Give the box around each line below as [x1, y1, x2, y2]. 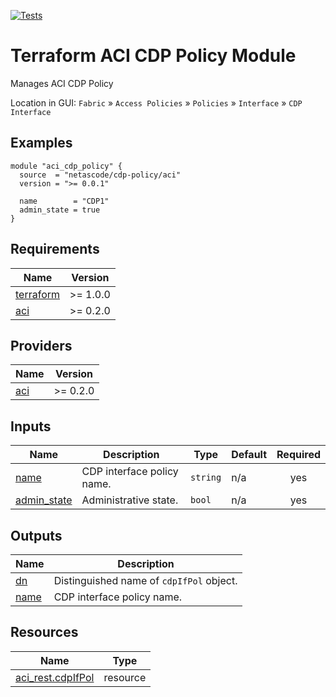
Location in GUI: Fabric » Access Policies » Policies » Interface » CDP [10, 96, 303, 109]
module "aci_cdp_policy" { [10, 161, 123, 171]
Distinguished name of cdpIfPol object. [53, 574, 238, 587]
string [190, 472, 222, 484]
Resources [10, 624, 79, 641]
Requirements [10, 241, 100, 258]
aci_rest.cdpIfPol [15, 670, 95, 684]
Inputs [10, 418, 52, 435]
